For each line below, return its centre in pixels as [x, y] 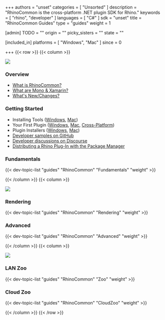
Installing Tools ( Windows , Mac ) [45, 120]
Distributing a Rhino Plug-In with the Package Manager [69, 146]
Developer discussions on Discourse [50, 141]
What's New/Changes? [36, 96]
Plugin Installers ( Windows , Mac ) [46, 130]
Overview [17, 74]
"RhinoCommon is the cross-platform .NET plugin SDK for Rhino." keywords [83, 12]
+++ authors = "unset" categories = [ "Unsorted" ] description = [71, 7]
